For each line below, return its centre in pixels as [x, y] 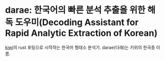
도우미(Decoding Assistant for [77, 22]
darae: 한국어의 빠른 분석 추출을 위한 [75, 10]
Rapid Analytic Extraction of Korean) [81, 33]
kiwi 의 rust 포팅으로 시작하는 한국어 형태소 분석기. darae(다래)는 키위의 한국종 [80, 47]
